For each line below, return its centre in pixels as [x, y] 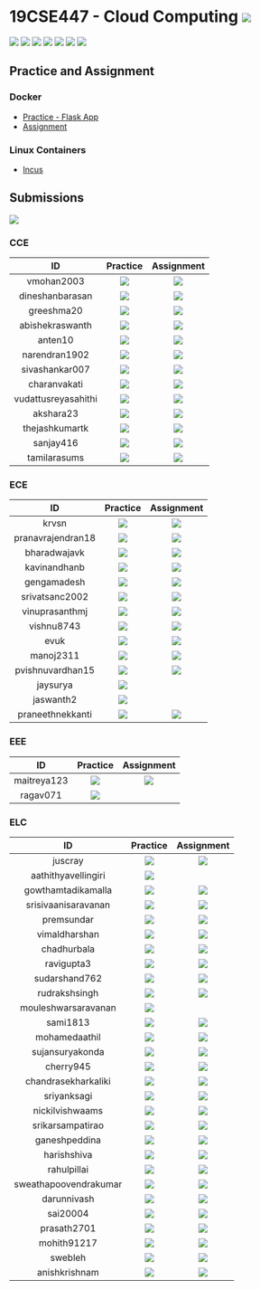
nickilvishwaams [68, 1110]
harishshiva [68, 1154]
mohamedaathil [68, 1037]
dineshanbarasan [56, 296]
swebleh [68, 1257]
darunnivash [68, 1199]
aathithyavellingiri [68, 875]
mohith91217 [68, 1243]
